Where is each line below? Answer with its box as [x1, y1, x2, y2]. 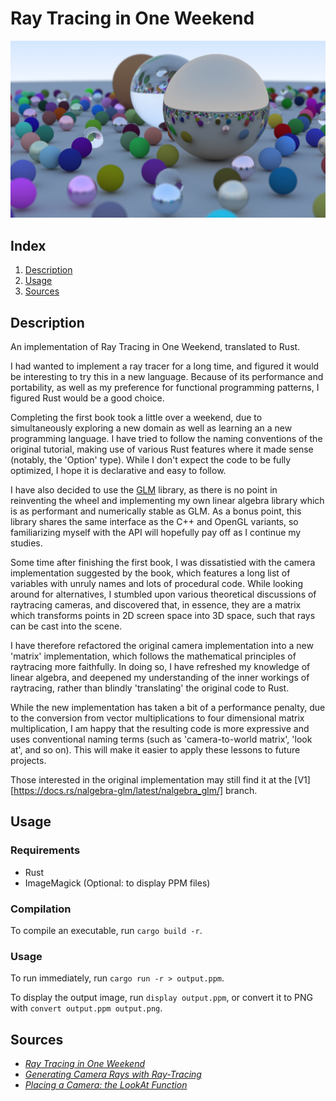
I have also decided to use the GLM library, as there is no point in [10, 484, 278, 496]
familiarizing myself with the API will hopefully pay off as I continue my [10, 527, 302, 539]
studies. [10, 537, 43, 549]
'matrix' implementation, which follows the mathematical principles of [10, 650, 297, 662]
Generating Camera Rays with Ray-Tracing [24, 1068, 202, 1081]
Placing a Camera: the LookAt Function [24, 1079, 188, 1091]
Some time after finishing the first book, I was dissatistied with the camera [10, 557, 316, 569]
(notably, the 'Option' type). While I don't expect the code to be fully [10, 454, 292, 466]
